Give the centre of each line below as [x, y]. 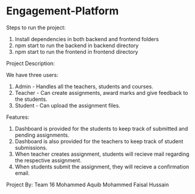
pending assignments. [42, 135]
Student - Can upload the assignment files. [67, 105]
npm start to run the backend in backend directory [77, 45]
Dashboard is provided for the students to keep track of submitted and [101, 128]
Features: [18, 117]
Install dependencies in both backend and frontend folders [87, 39]
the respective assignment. [48, 160]
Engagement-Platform [63, 11]
